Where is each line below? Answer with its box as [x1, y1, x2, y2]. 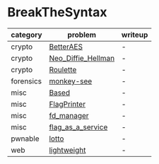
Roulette [49, 64, 77, 74]
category [11, 30, 42, 40]
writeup [121, 30, 148, 40]
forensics [11, 76, 42, 86]
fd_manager [49, 110, 90, 120]
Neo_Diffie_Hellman [49, 53, 115, 63]
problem [67, 30, 97, 40]
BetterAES [49, 42, 83, 52]
